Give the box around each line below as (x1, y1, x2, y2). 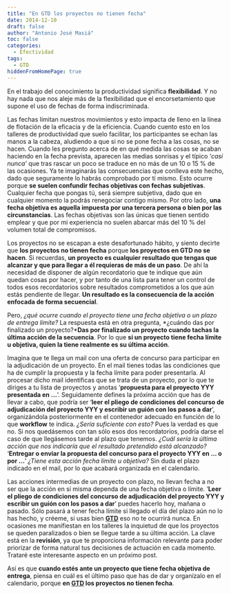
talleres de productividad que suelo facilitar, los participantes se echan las (7, 129, 218, 138)
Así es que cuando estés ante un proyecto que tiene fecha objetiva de (7, 564, 210, 573)
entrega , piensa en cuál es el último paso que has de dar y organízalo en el (7, 571, 221, 579)
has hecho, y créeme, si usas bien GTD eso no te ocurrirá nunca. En (7, 514, 201, 522)
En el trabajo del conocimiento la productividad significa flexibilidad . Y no (7, 87, 217, 95)
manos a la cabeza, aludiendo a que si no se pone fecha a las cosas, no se (7, 137, 219, 145)
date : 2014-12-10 (7, 17, 57, 24)
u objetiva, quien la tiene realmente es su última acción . (7, 340, 170, 349)
